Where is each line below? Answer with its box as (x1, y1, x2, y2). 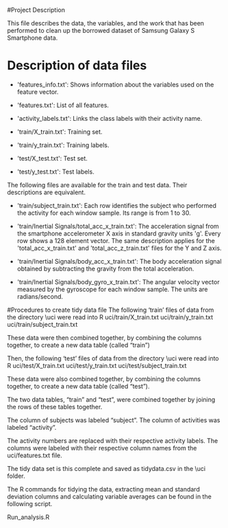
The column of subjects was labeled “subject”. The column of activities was (7, 415, 220, 424)
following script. (7, 499, 53, 507)
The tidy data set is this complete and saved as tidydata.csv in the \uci (7, 464, 206, 472)
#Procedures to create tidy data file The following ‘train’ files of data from (7, 306, 214, 314)
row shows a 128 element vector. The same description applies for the (16, 236, 216, 244)
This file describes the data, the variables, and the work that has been (7, 19, 204, 27)
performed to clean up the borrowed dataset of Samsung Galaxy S (7, 27, 195, 34)
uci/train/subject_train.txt (7, 320, 78, 328)
